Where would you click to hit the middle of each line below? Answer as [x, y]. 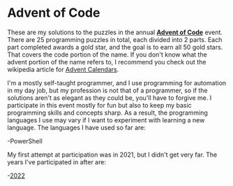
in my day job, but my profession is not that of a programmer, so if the [107, 90]
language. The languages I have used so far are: [77, 127]
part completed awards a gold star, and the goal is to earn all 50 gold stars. [115, 47]
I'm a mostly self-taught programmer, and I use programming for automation [117, 83]
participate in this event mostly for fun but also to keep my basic [99, 105]
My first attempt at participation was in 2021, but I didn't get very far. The [112, 155]
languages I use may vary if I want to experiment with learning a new [106, 120]
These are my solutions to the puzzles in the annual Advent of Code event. [115, 32]
